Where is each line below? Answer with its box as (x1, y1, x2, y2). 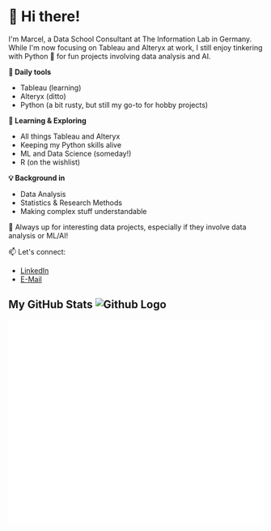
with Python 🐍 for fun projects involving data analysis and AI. (8, 51, 211, 61)
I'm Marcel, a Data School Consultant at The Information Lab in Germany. (8, 34, 252, 44)
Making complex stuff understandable (19, 206, 147, 216)
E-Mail (19, 274, 42, 284)
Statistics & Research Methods (19, 198, 123, 208)
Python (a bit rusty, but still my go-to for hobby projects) (19, 100, 209, 109)
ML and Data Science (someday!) (19, 148, 132, 158)
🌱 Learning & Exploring (8, 115, 87, 125)
